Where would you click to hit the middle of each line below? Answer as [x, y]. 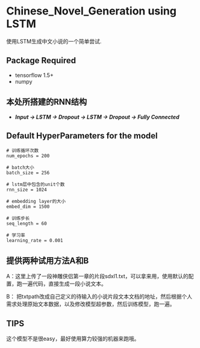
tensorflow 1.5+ [34, 75]
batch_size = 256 [28, 173]
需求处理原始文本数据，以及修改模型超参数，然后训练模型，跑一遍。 [91, 304]
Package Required [41, 61]
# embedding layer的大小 [36, 202]
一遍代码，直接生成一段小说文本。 [64, 284]
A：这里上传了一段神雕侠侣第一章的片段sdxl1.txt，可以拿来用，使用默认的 [97, 276]
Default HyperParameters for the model [82, 136]
